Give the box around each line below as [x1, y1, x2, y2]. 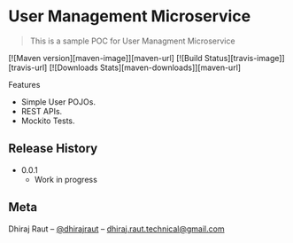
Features [8, 79, 41, 90]
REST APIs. [20, 106, 63, 116]
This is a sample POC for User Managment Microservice [29, 35, 235, 46]
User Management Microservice [8, 6, 251, 27]
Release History [8, 141, 98, 156]
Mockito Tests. [20, 115, 76, 126]
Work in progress [34, 174, 98, 184]
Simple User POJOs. [20, 96, 96, 107]
